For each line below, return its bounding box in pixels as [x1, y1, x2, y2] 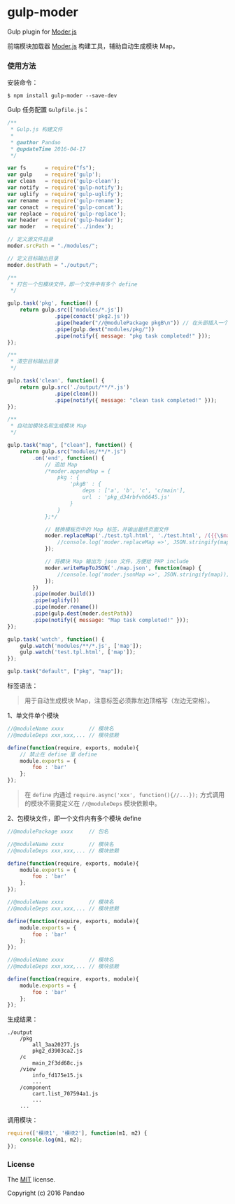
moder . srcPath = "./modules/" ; [7, 242, 99, 249]
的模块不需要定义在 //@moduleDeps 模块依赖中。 [24, 799, 161, 808]
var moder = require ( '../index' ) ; [7, 223, 114, 230]
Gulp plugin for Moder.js [7, 27, 77, 36]
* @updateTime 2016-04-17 [10, 145, 86, 153]
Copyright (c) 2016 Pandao [7, 1189, 85, 1198]
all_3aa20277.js [32, 1042, 80, 1049]
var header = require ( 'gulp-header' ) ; [7, 216, 124, 224]
